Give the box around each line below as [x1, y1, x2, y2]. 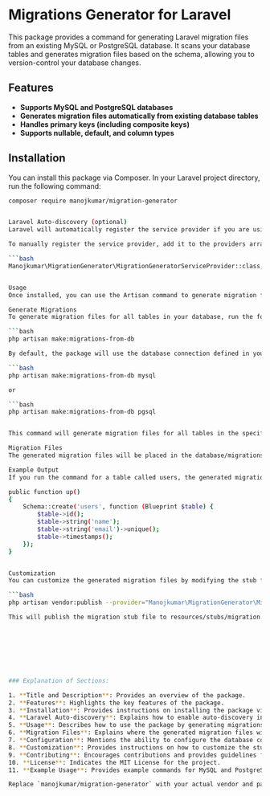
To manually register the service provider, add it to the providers [8, 240, 247, 248]
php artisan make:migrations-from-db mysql [8, 371, 157, 379]
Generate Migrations [8, 305, 78, 314]
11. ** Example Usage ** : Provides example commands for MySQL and [8, 765, 231, 774]
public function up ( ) [8, 488, 81, 496]
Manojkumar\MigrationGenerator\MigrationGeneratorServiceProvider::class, [8, 262, 264, 270]
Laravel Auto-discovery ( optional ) [8, 218, 128, 227]
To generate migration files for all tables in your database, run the [8, 313, 253, 321]
